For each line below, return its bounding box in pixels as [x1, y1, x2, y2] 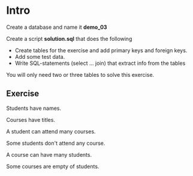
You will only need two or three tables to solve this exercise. [6, 71, 155, 78]
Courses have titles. [6, 116, 56, 123]
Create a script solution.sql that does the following [6, 35, 132, 42]
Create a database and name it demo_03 [6, 23, 107, 31]
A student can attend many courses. [6, 127, 96, 135]
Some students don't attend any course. [6, 139, 105, 147]
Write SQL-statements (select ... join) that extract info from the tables [14, 59, 186, 67]
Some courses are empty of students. [6, 163, 99, 170]
